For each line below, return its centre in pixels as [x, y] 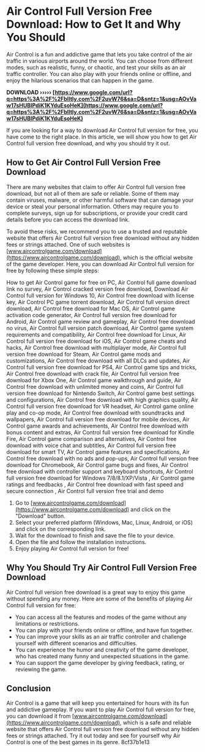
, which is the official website [156, 257]
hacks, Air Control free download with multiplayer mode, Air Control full [96, 347]
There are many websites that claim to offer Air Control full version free [96, 187]
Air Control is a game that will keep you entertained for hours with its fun [98, 703]
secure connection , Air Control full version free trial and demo [85, 491]
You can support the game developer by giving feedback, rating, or [100, 662]
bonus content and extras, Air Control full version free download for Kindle [100, 432]
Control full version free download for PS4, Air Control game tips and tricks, [102, 367]
